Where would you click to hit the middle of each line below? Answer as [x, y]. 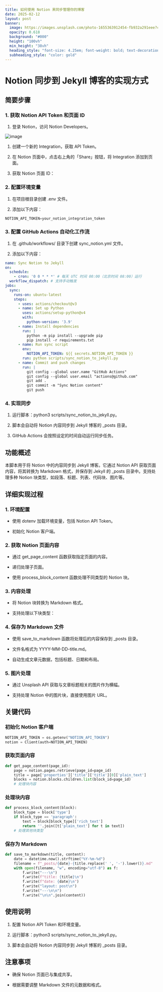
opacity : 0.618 [25, 32]
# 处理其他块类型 [29, 830]
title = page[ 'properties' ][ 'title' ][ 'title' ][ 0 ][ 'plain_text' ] [80, 775]
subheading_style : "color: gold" [43, 55]
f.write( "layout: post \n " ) [50, 886]
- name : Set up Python [41, 308]
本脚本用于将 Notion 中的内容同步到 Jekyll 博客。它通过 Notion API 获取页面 [81, 465]
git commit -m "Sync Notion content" [65, 385]
